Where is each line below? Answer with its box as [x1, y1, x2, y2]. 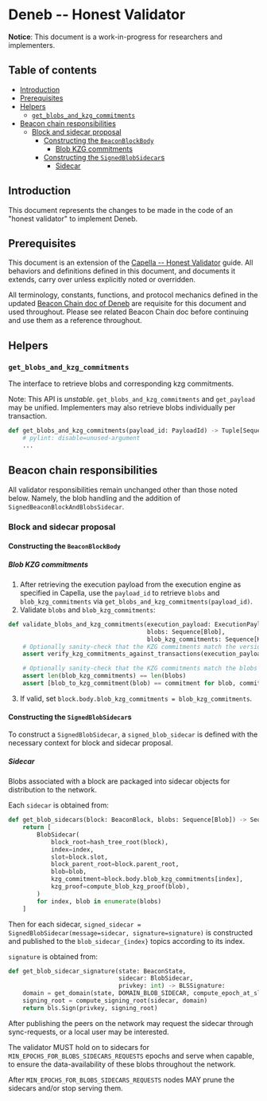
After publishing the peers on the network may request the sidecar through [8, 1018, 254, 1028]
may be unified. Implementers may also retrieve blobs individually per [8, 403, 236, 412]
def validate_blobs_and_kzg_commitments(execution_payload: [8, 620, 212, 628]
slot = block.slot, [50, 853, 109, 861]
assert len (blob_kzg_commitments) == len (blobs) [22, 672, 187, 680]
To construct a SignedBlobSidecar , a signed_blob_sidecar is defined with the [8, 729, 258, 739]
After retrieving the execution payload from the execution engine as [19, 580, 242, 589]
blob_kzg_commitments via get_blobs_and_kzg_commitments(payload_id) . [19, 596, 253, 606]
